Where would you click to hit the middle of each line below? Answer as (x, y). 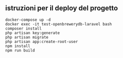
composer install (24, 28)
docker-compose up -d (28, 19)
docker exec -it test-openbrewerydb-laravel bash (59, 24)
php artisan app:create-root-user (42, 41)
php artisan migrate (27, 37)
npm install (18, 46)
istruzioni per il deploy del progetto (61, 8)
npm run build (20, 50)
